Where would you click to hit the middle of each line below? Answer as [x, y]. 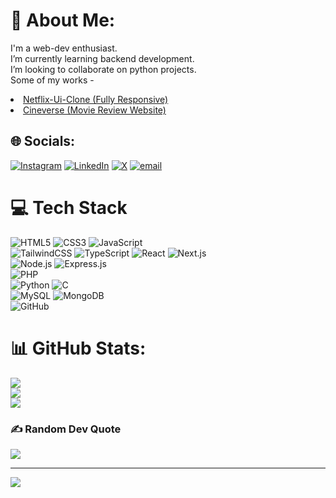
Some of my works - [52, 80]
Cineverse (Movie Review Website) [95, 110]
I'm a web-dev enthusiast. [64, 48]
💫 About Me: [63, 20]
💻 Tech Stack [69, 207]
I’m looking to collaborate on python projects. [103, 69]
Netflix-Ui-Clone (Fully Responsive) [96, 99]
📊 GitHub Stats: [78, 348]
